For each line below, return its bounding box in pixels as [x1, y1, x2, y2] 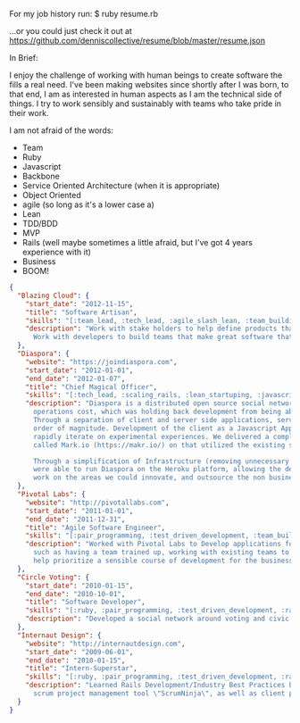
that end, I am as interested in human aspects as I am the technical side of [9, 89, 283, 99]
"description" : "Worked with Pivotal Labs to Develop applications [25, 540, 281, 549]
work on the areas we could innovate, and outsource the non [32, 473, 266, 482]
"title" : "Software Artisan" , [25, 308, 138, 317]
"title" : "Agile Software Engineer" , [25, 523, 166, 532]
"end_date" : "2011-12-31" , [25, 514, 126, 524]
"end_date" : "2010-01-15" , [25, 656, 126, 665]
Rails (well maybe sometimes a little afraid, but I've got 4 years [21, 237, 253, 247]
